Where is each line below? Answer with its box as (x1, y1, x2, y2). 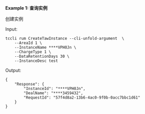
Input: (5, 26, 18, 32)
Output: (5, 67, 21, 73)
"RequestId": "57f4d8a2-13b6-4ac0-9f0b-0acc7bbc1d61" (23, 95, 140, 100)
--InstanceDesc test (14, 58, 58, 63)
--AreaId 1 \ (14, 40, 42, 45)
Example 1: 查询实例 (5, 5, 47, 11)
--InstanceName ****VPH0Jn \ (14, 45, 77, 50)
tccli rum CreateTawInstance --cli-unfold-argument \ (5, 36, 125, 41)
